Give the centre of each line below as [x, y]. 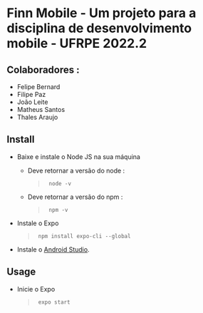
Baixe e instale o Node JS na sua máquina [78, 156]
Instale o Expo [38, 223]
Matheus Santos [41, 109]
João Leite [32, 102]
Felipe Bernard [38, 87]
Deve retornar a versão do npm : [75, 197]
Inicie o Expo [36, 289]
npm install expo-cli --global [84, 236]
